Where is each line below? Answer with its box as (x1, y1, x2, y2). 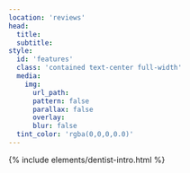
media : (16, 72, 41, 81)
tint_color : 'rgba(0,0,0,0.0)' (16, 130, 134, 139)
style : (8, 47, 33, 56)
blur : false (32, 122, 77, 131)
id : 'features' (16, 55, 74, 64)
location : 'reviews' (8, 13, 86, 22)
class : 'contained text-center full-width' (16, 64, 182, 73)
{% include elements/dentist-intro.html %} (8, 154, 166, 165)
